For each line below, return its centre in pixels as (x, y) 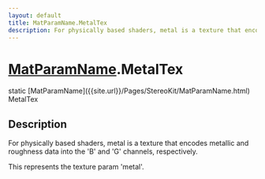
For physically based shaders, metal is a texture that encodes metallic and (129, 144)
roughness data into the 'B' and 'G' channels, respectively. (103, 151)
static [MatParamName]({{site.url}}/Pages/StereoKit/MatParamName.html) (129, 91)
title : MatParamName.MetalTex (58, 23)
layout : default (35, 15)
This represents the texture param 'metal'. (76, 167)
